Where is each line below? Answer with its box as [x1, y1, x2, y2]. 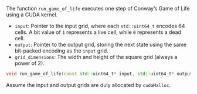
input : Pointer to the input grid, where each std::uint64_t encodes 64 [14, 23, 186, 29]
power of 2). [14, 60, 45, 67]
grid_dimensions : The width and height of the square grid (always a [14, 54, 178, 60]
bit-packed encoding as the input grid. [14, 47, 108, 54]
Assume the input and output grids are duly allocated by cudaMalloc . [6, 81, 171, 88]
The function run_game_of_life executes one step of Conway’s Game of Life [6, 5, 190, 12]
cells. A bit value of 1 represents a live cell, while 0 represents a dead [14, 29, 182, 36]
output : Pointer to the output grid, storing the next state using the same [14, 41, 186, 48]
